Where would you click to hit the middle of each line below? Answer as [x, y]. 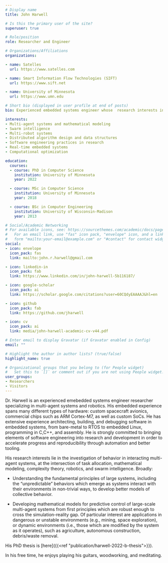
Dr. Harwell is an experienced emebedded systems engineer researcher [79, 400]
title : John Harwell [27, 15]
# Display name [21, 10]
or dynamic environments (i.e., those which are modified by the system [85, 525]
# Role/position [22, 37]
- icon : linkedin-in [27, 267]
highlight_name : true [28, 358]
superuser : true [22, 28]
